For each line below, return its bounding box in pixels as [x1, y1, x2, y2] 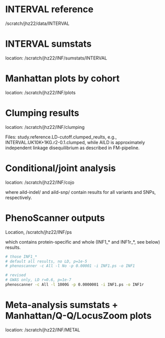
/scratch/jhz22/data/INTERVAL [5, 20, 70, 26]
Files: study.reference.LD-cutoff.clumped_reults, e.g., [5, 133, 117, 140]
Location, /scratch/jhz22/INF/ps [5, 229, 72, 235]
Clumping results [5, 108, 80, 119]
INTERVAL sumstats [5, 38, 92, 50]
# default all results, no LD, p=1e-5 [5, 259, 87, 264]
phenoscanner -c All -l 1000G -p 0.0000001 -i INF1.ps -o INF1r [5, 282, 144, 287]
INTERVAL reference [5, 4, 94, 15]
